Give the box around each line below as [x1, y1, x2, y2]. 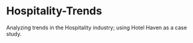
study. [6, 30, 22, 37]
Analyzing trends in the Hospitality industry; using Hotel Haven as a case [6, 24, 187, 31]
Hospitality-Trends [6, 4, 103, 18]
